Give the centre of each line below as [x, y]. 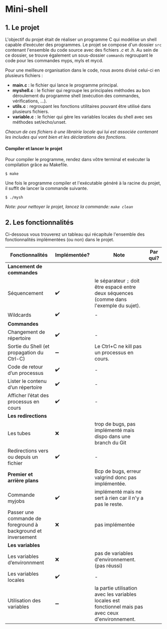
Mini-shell [27, 9]
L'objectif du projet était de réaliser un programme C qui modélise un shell [81, 39]
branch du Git [110, 443]
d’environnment [26, 563]
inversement [22, 537]
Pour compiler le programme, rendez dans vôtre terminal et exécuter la [78, 160]
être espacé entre [115, 287]
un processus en [114, 353]
